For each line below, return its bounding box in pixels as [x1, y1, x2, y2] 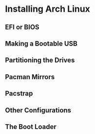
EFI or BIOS [5, 23, 40, 31]
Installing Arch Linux [5, 3, 90, 15]
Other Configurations [5, 106, 72, 114]
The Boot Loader [5, 122, 57, 131]
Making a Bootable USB [5, 39, 78, 47]
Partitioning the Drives [5, 56, 75, 65]
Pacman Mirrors [5, 72, 55, 81]
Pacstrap [5, 89, 33, 98]
